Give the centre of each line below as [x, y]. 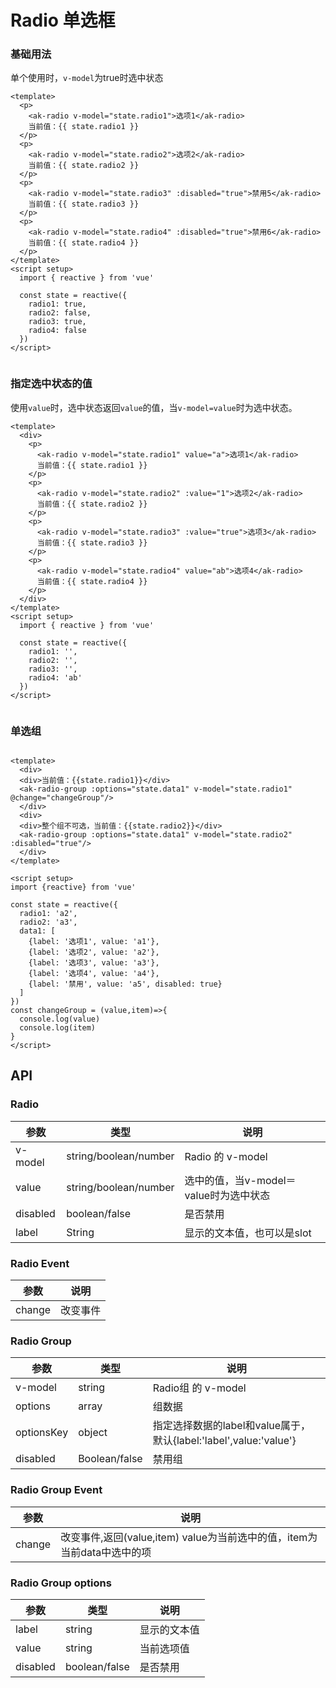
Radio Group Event [56, 1490]
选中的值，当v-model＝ [240, 1180]
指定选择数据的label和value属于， [232, 1426]
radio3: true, [57, 322]
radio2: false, [60, 313]
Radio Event [40, 1263]
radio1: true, [57, 304]
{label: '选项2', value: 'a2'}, [94, 952]
